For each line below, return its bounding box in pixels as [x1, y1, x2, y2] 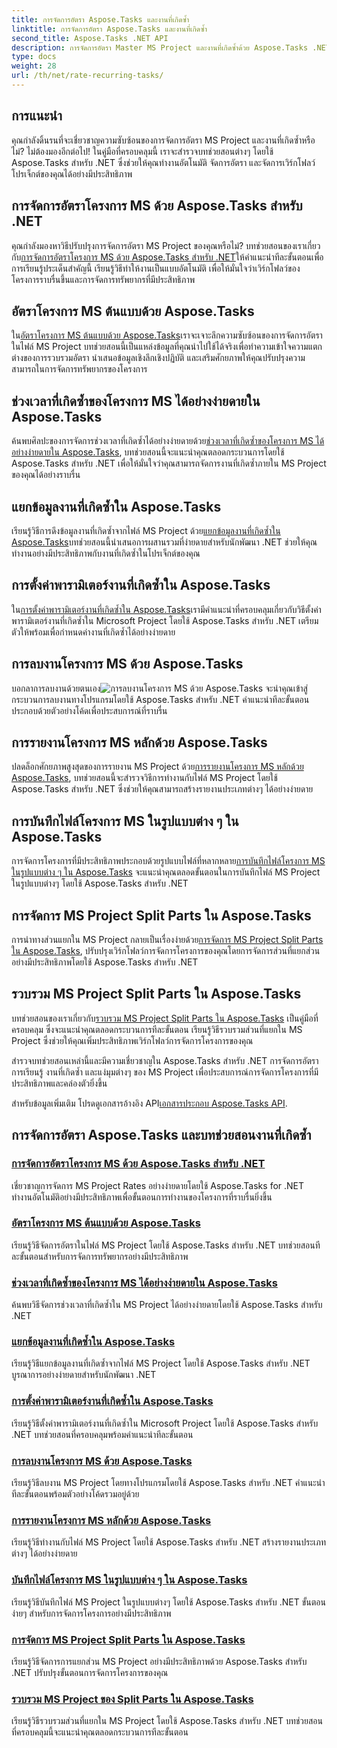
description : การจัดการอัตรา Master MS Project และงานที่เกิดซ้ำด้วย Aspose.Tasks [11, 42, 309, 53]
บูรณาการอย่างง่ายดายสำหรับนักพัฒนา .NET [11, 1369, 157, 1381]
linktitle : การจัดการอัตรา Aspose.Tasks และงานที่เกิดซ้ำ [11, 24, 208, 34]
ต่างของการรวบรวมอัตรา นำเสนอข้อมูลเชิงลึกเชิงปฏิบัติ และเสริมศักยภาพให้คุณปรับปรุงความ [11, 352, 306, 364]
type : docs [11, 52, 57, 62]
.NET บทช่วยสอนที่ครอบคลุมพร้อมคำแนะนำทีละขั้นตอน [11, 1428, 194, 1440]
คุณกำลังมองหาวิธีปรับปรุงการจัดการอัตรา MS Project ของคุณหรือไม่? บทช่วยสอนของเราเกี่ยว [11, 239, 321, 251]
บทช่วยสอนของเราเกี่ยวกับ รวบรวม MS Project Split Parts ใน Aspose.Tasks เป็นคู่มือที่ [11, 1012, 319, 1024]
